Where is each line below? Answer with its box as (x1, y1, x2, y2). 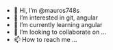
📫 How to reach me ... (13, 36, 77, 43)
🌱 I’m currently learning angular (13, 21, 103, 28)
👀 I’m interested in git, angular (13, 14, 98, 22)
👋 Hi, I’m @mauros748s (13, 7, 80, 14)
